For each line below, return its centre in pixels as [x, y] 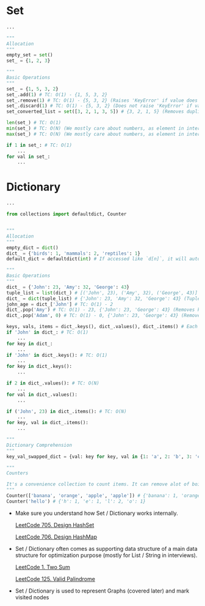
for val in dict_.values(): [42, 395]
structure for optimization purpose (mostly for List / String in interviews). [106, 555]
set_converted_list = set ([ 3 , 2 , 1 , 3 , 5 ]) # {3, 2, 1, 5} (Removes [95, 112]
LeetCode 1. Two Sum [42, 567]
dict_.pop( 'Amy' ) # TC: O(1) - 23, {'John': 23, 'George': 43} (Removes [101, 310]
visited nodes [32, 597]
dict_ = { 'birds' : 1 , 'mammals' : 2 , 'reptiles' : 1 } [73, 253]
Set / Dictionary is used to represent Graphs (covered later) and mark [102, 591]
